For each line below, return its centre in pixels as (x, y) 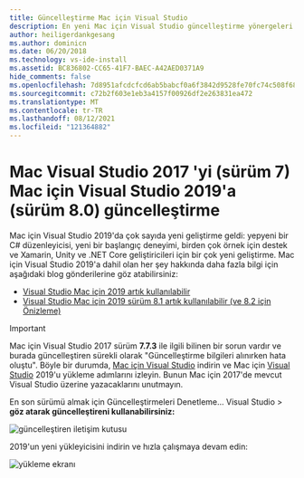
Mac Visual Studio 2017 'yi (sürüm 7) (150, 172)
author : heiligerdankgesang (62, 34)
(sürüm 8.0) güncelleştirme (114, 210)
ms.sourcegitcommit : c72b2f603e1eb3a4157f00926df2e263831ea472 (131, 93)
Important (28, 328)
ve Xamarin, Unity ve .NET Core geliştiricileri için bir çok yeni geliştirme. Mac (152, 254)
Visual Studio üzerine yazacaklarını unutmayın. (96, 384)
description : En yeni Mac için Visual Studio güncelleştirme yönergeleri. (153, 26)
